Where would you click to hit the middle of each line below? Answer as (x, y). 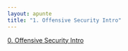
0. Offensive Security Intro (46, 40)
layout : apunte (30, 14)
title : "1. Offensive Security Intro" (64, 20)
